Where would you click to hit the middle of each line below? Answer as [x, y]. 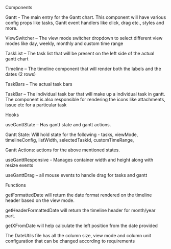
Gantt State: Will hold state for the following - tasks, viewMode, [72, 134]
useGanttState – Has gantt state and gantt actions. [58, 124]
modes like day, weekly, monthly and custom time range [64, 43]
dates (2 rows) [21, 74]
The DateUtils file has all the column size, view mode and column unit [78, 235]
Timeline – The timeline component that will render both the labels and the [83, 69]
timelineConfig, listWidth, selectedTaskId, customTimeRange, [70, 140]
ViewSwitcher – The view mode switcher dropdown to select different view [84, 38]
